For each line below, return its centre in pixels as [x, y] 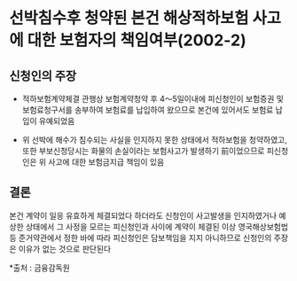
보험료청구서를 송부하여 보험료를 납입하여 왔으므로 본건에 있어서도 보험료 [148, 110]
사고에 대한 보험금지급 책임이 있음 [106, 162]
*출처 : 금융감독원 [40, 268]
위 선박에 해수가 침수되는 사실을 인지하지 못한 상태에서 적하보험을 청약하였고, [155, 140]
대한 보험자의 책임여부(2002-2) [137, 40]
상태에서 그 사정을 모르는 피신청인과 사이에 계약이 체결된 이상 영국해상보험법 [157, 226]
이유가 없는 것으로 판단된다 [65, 248]
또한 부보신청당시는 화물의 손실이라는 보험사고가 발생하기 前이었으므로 [143, 151]
